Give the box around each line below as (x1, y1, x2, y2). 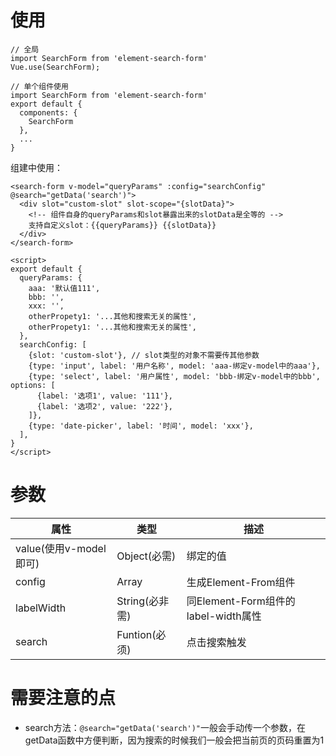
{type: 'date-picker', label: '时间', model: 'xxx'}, (28, 421, 254, 431)
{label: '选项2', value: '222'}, (36, 401, 174, 411)
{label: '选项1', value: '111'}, (36, 391, 174, 401)
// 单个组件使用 (10, 81, 69, 91)
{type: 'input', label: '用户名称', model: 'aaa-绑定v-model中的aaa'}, (28, 361, 322, 371)
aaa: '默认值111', (28, 283, 101, 293)
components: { (19, 107, 78, 118)
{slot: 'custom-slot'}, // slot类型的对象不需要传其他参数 (28, 350, 260, 360)
